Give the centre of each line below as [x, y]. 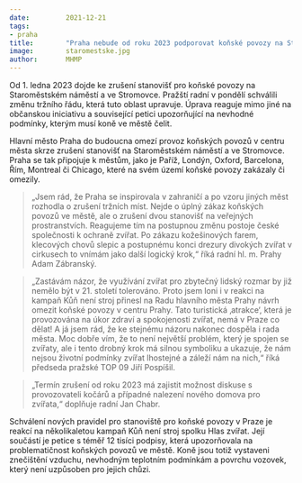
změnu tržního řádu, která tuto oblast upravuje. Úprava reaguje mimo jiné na [151, 104]
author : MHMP [46, 59]
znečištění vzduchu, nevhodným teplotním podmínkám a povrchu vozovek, [148, 460]
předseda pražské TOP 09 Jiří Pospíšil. [103, 367]
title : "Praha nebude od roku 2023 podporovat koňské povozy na [146, 43]
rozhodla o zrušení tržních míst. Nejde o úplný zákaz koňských [147, 206]
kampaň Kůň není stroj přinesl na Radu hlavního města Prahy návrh [155, 300]
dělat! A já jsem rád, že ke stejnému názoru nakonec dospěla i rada [155, 329]
